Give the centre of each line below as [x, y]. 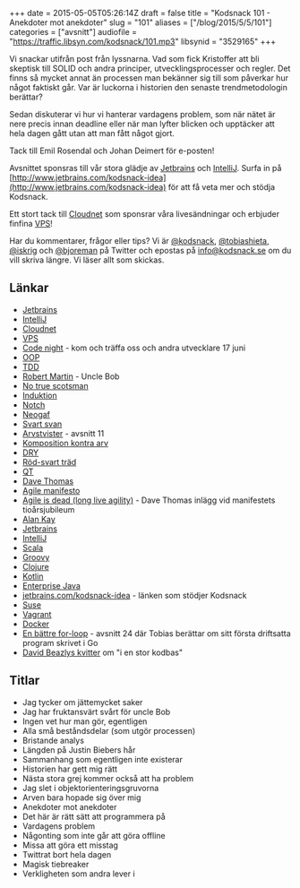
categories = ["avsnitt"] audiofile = [73, 32]
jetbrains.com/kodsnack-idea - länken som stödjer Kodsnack [135, 595]
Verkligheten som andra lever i [79, 874]
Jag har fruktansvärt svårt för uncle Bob [96, 711]
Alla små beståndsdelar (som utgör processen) [109, 730]
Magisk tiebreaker [56, 864]
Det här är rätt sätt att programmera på [94, 816]
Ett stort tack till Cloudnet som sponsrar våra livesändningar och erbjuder [145, 214]
